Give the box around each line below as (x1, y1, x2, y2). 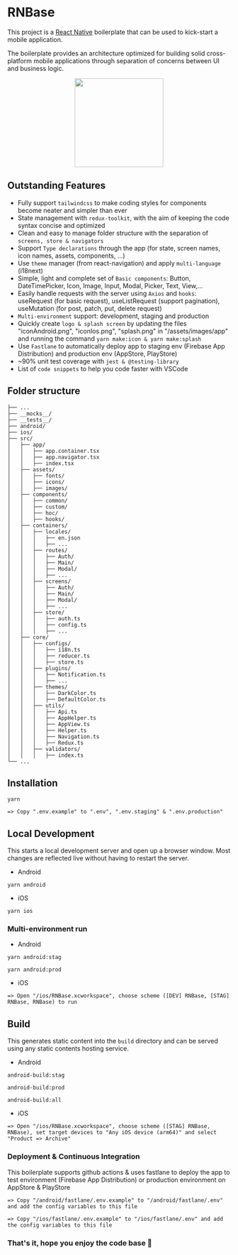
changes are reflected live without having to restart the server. (7, 854, 189, 862)
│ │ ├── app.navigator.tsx (7, 454, 100, 461)
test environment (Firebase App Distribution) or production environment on (7, 1175, 226, 1184)
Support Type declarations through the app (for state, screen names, (17, 243, 221, 252)
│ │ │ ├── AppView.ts (7, 720, 91, 728)
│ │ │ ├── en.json (7, 534, 81, 542)
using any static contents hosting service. (7, 1044, 130, 1053)
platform (7, 56, 32, 65)
